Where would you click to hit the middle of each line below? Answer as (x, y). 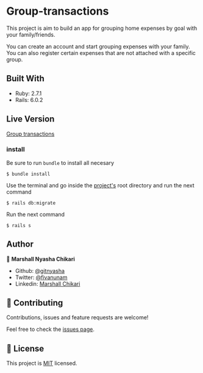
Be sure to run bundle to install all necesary (60, 162)
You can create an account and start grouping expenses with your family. (98, 46)
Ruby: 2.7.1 (28, 93)
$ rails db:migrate (31, 203)
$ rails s (19, 225)
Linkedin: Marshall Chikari (48, 284)
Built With (25, 78)
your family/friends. (31, 34)
